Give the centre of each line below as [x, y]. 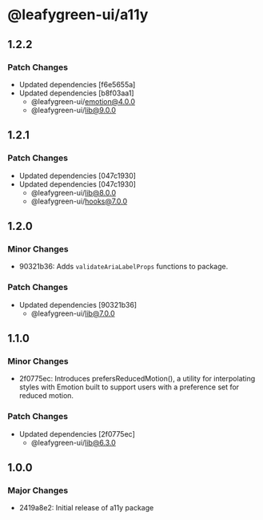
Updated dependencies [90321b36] [78, 304]
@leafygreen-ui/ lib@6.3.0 [74, 442]
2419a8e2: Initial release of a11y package [86, 508]
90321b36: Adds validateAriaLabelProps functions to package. [124, 267]
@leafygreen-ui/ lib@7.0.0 [73, 313]
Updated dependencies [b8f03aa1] [76, 93]
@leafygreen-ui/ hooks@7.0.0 [79, 201]
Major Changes [38, 490]
